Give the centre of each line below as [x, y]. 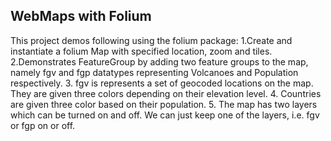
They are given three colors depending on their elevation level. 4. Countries [166, 93]
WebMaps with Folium [81, 16]
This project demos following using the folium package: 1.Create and [151, 40]
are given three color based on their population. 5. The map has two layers [164, 104]
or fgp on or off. [43, 125]
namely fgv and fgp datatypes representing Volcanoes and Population [154, 72]
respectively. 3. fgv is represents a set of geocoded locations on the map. [162, 83]
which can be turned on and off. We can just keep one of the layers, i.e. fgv [165, 115]
